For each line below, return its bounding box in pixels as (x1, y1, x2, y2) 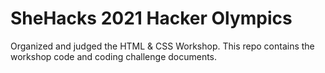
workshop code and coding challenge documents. (10, 50, 218, 62)
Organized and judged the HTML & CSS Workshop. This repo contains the (10, 40, 315, 52)
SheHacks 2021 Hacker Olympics (10, 7, 293, 30)
